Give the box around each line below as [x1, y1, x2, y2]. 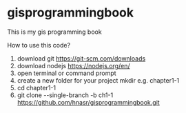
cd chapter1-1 [17, 83, 56, 92]
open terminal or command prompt [17, 69, 116, 77]
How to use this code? [7, 41, 71, 49]
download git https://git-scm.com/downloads [17, 54, 146, 63]
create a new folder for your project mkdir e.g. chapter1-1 [17, 76, 180, 84]
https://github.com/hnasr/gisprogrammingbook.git [17, 98, 160, 106]
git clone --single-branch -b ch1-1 [17, 91, 114, 99]
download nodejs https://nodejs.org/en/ [17, 61, 130, 70]
